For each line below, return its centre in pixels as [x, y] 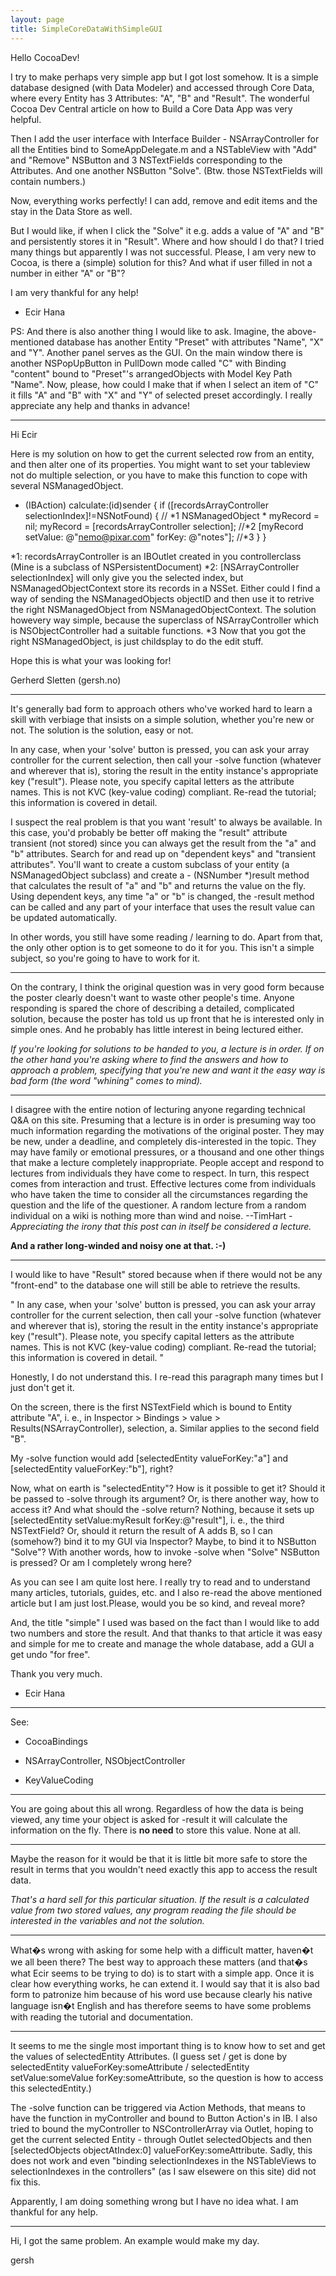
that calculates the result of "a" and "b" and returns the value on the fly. [158, 885]
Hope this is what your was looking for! [91, 660]
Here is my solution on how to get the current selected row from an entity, [162, 453]
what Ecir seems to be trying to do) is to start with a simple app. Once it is [162, 1973]
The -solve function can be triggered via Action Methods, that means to [158, 2107]
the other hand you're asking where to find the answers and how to [149, 1059]
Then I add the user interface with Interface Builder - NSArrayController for [165, 138]
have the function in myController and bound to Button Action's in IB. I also [164, 2118]
